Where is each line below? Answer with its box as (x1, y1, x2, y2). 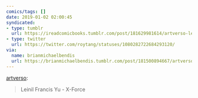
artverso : (6, 74, 28, 81)
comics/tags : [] (6, 8, 46, 15)
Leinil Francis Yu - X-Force (20, 86, 85, 93)
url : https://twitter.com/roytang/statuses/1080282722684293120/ (11, 42, 176, 48)
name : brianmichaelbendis (11, 53, 75, 58)
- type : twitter (6, 36, 46, 42)
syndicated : (6, 19, 35, 25)
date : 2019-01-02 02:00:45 (6, 14, 72, 20)
